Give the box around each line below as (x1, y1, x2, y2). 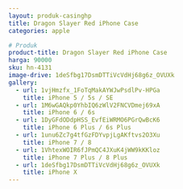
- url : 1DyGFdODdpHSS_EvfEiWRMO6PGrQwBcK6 (15, 116, 160, 125)
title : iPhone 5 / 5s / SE (23, 93, 114, 101)
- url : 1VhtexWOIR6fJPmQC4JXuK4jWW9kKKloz (15, 146, 160, 154)
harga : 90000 (8, 56, 52, 64)
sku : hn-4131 (8, 64, 52, 72)
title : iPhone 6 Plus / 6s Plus (23, 124, 131, 132)
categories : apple (8, 27, 70, 35)
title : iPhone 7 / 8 (23, 138, 92, 146)
